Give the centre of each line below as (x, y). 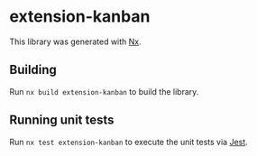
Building (33, 70)
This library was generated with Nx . (75, 41)
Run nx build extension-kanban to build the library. (104, 91)
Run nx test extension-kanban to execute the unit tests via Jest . (128, 142)
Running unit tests (62, 120)
